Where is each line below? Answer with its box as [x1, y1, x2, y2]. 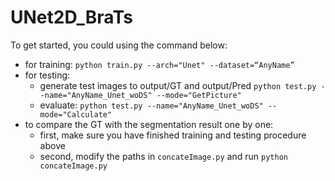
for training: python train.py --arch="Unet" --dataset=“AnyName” [24, 58, 295, 70]
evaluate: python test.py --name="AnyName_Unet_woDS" [39, 99, 264, 111]
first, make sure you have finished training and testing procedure [39, 129, 307, 141]
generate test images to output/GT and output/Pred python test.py [39, 79, 317, 91]
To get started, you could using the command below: [10, 39, 228, 51]
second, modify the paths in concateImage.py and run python [39, 150, 288, 162]
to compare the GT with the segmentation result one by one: [24, 118, 274, 130]
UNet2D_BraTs [10, 6, 133, 29]
